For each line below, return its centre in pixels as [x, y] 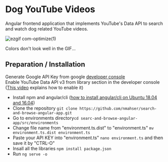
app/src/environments [35, 123]
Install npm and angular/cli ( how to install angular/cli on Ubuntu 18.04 [85, 97]
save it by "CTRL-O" [33, 143]
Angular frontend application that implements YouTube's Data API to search [84, 23]
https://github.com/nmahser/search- [118, 108]
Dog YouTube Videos [50, 9]
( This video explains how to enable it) [44, 87]
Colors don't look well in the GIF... [41, 48]
